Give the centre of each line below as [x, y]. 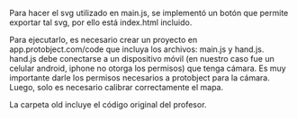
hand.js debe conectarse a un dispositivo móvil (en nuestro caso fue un [142, 59]
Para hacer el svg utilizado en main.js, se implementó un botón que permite [149, 13]
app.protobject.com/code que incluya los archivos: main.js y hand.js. [137, 49]
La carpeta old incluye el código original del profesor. [108, 105]
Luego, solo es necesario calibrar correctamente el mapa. [117, 87]
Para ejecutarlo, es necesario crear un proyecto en [103, 40]
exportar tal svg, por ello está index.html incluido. [101, 22]
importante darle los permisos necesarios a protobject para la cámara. [139, 78]
